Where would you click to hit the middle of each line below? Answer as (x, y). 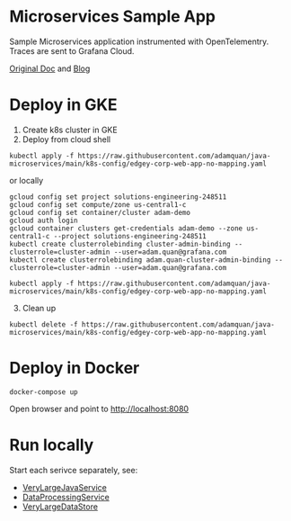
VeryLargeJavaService (65, 487)
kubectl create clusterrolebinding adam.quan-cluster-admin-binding (140, 260)
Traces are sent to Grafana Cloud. (72, 50)
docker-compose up (44, 392)
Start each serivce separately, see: (74, 470)
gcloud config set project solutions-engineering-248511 (118, 197)
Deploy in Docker (75, 368)
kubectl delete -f (44, 324)
